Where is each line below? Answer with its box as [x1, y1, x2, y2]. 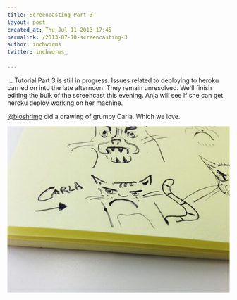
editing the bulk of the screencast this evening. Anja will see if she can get [7, 91, 224, 99]
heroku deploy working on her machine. [7, 99, 123, 107]
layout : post [7, 18, 46, 26]
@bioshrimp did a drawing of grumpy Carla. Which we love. [7, 112, 181, 120]
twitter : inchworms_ [7, 49, 68, 56]
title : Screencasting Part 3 [7, 11, 93, 18]
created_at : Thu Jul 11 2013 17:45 [7, 26, 112, 33]
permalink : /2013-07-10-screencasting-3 [7, 34, 128, 41]
